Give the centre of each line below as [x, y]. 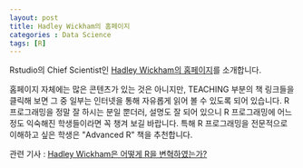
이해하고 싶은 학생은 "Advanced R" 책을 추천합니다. [101, 135]
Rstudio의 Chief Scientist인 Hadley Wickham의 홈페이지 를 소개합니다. [135, 70]
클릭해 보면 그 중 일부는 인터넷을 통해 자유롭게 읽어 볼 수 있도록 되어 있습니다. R [150, 101]
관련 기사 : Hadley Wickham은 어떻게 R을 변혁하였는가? [108, 154]
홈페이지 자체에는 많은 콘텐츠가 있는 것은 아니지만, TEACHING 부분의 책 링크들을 [152, 89]
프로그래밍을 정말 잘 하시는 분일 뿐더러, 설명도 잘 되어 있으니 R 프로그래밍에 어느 [151, 112]
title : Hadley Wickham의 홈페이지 [70, 26]
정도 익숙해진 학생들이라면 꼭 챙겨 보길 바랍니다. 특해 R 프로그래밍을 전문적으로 [149, 124]
